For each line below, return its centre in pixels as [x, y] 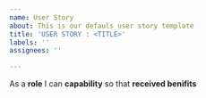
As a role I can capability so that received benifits [103, 84]
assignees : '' [36, 51]
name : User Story [42, 17]
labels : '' [30, 42]
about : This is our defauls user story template [102, 26]
